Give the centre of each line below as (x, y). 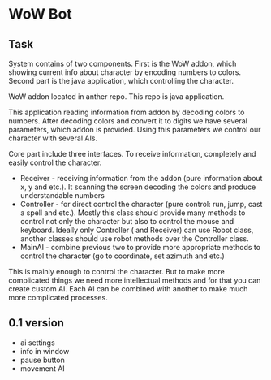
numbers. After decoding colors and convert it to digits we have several (128, 121)
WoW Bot (41, 14)
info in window (45, 351)
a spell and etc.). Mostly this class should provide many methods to (133, 213)
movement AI (42, 368)
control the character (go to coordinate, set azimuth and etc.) (122, 256)
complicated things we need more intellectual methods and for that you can (135, 280)
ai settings (37, 343)
